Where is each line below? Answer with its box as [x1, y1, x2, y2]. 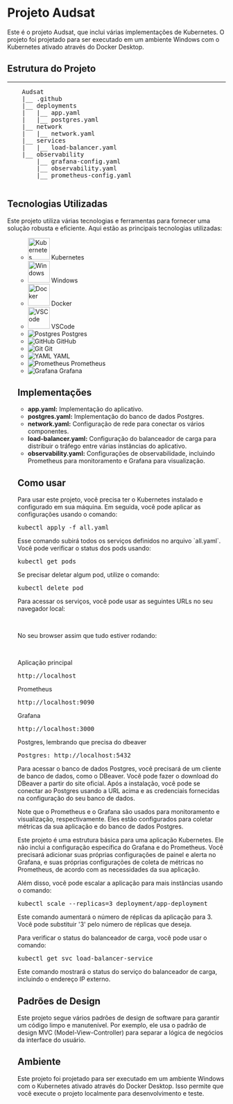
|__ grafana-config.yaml [36, 157, 121, 165]
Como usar [17, 477, 66, 488]
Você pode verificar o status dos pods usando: [17, 544, 151, 552]
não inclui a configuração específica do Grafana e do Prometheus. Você [17, 843, 223, 851]
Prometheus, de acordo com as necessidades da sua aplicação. [17, 865, 200, 874]
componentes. [27, 427, 69, 435]
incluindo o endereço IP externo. [17, 975, 111, 984]
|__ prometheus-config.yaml [36, 171, 132, 179]
